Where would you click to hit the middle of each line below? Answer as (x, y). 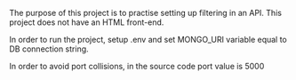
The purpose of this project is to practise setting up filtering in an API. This (146, 13)
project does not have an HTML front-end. (87, 22)
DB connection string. (49, 49)
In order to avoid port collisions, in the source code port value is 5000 (137, 66)
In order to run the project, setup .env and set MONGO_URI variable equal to (148, 40)
